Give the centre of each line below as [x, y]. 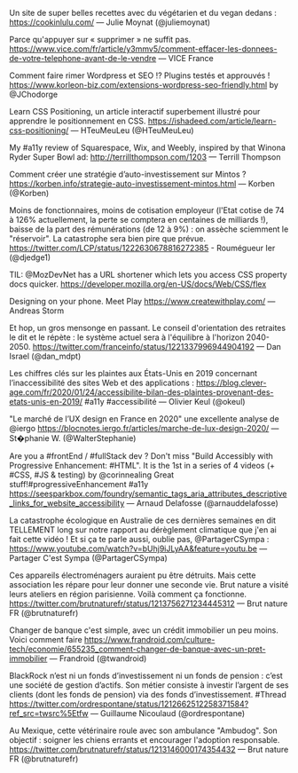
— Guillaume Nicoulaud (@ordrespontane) [168, 713]
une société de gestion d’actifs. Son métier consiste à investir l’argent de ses [149, 685]
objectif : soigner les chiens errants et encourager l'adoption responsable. [145, 740]
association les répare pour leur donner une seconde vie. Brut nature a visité [149, 584]
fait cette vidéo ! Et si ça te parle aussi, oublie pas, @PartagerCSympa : [139, 539]
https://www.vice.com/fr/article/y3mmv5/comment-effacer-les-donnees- [143, 49]
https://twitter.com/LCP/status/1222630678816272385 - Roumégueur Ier [142, 248]
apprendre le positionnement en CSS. [78, 121]
